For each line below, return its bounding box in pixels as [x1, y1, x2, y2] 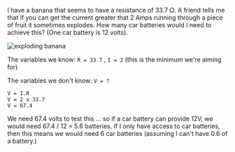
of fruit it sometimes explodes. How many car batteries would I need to [7, 21, 212, 29]
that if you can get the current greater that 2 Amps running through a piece [7, 13, 224, 22]
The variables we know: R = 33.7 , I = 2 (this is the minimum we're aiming [7, 55, 222, 64]
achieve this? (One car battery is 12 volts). [7, 28, 128, 36]
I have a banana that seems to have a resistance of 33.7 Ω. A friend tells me [7, 6, 225, 14]
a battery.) [7, 137, 37, 145]
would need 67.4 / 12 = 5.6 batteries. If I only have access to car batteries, [7, 122, 220, 130]
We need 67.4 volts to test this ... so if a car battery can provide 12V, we [7, 115, 213, 123]
